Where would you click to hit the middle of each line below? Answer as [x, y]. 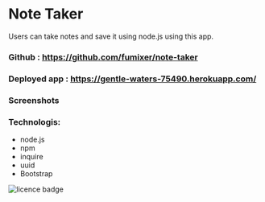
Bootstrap [36, 173]
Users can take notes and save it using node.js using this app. [111, 36]
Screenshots [34, 100]
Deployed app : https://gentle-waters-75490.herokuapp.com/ [132, 79]
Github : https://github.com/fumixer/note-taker [104, 57]
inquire [31, 157]
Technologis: [35, 122]
